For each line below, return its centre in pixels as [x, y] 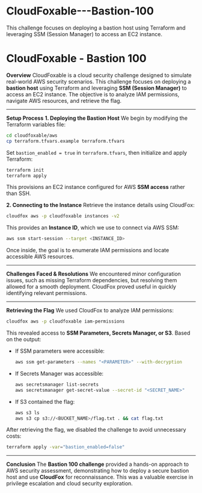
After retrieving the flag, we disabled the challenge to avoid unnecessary [96, 430]
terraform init [25, 170]
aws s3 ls [27, 413]
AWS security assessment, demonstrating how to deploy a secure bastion [98, 471]
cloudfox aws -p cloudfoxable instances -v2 [63, 216]
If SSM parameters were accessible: [60, 351]
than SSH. [19, 193]
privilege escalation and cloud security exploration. [70, 483]
